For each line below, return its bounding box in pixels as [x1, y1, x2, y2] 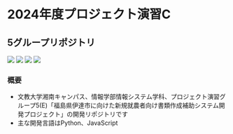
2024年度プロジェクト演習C [7, 6, 171, 22]
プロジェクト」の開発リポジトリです [23, 110, 128, 119]
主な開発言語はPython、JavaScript [17, 119, 118, 127]
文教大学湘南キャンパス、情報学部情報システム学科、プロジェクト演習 [17, 93, 220, 101]
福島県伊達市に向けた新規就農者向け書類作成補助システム [53, 101, 219, 109]
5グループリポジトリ [7, 36, 96, 48]
